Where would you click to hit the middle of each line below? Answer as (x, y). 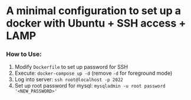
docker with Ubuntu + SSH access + (96, 23)
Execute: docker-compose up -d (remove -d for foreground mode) (93, 73)
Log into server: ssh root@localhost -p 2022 (69, 79)
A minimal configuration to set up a (94, 11)
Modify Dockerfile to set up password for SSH (71, 67)
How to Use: (24, 54)
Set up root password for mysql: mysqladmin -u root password (90, 86)
